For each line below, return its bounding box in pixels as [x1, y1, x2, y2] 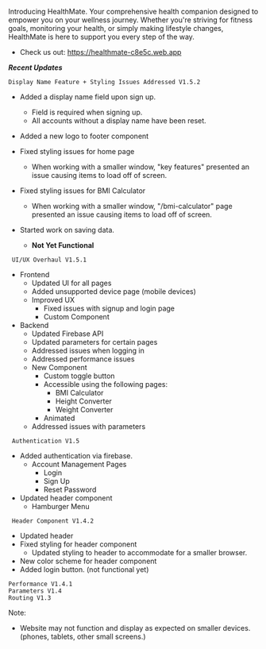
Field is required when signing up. [31, 107, 143, 117]
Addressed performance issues [31, 354, 135, 364]
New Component [31, 363, 87, 372]
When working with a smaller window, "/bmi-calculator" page [31, 202, 233, 211]
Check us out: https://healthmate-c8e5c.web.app [19, 48, 182, 56]
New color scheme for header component [19, 556, 157, 566]
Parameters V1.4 [8, 587, 62, 595]
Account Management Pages [31, 460, 127, 469]
